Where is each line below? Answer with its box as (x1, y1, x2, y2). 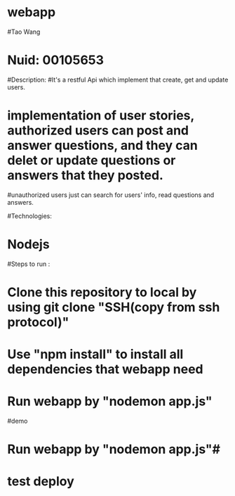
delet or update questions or (7, 153, 176, 169)
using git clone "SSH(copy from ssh (7, 299, 220, 315)
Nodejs (7, 236, 51, 252)
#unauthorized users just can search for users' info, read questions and (7, 191, 215, 199)
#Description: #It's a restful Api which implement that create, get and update (7, 75, 229, 84)
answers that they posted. (7, 167, 163, 184)
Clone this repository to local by (7, 284, 197, 300)
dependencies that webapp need (7, 362, 203, 377)
